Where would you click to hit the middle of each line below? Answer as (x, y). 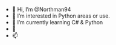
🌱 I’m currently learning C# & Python (57, 22)
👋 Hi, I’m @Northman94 (41, 9)
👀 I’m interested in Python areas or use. (61, 16)
